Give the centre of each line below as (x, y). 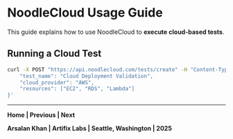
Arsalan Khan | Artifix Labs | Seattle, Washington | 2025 (89, 129)
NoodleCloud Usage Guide (85, 13)
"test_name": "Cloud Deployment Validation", (87, 76)
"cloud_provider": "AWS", (57, 82)
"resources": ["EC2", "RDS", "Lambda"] (77, 89)
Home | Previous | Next (41, 115)
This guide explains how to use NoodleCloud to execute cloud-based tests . (116, 32)
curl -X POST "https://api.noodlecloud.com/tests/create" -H (97, 69)
